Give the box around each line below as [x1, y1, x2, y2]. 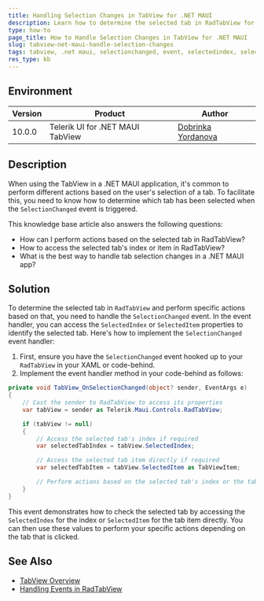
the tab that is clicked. [8, 532, 80, 541]
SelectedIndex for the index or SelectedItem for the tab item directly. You [8, 515, 244, 525]
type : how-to [8, 26, 51, 34]
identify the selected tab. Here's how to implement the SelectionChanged [8, 328, 242, 338]
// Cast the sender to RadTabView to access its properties [22, 399, 223, 406]
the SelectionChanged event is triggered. [8, 204, 138, 213]
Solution [8, 282, 50, 295]
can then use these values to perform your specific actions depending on [8, 523, 246, 532]
